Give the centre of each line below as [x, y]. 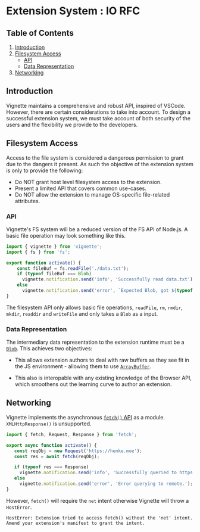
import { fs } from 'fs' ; [38, 252]
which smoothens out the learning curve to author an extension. [93, 384]
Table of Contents [40, 33]
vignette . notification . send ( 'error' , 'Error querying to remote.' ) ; [106, 484]
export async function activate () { [51, 445]
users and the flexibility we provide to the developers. [72, 125]
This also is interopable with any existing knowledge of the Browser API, [103, 378]
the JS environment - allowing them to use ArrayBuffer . [83, 366]
